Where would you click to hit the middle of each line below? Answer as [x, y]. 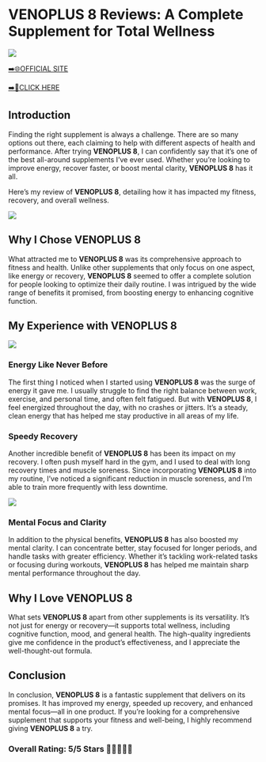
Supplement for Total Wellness [112, 31]
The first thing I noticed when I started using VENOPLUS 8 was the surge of [132, 382]
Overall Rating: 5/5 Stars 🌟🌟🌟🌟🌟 [70, 749]
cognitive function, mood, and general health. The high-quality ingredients [129, 634]
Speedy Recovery [43, 436]
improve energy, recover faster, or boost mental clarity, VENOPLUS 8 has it [131, 168]
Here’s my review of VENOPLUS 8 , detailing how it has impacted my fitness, [132, 191]
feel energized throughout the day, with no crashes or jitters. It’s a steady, [128, 407]
